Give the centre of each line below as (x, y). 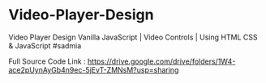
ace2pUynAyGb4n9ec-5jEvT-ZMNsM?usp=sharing (94, 69)
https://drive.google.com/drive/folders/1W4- (162, 61)
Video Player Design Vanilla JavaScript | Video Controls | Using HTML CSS (133, 37)
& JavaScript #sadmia (45, 45)
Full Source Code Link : (47, 61)
